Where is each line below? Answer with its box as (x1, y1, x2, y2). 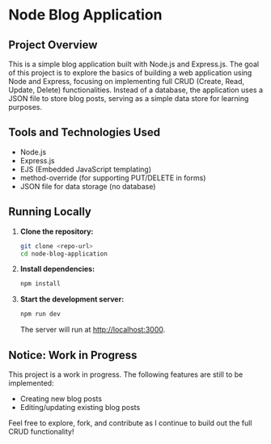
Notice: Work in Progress (8, 348, 138, 362)
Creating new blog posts (19, 394, 103, 404)
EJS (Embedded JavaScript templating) (19, 164, 152, 174)
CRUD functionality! (8, 426, 74, 436)
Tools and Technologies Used (8, 125, 160, 139)
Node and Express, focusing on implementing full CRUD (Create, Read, (8, 77, 245, 86)
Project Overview (8, 38, 98, 52)
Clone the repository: (19, 226, 94, 236)
